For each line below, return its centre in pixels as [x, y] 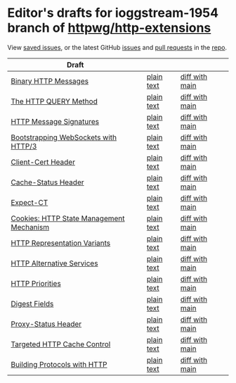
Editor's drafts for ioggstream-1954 [113, 13]
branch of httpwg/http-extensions [109, 28]
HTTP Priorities [36, 283]
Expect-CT [29, 202]
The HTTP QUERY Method [54, 101]
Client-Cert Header [43, 162]
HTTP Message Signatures [55, 121]
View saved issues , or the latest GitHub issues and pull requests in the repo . [117, 47]
